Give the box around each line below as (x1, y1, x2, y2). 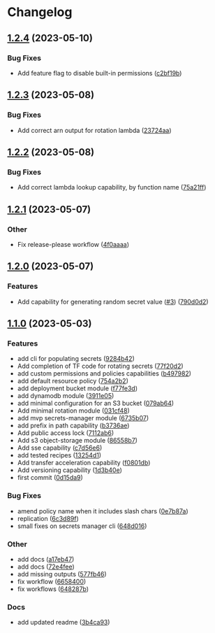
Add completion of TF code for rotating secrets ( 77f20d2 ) (17, 362, 184, 371)
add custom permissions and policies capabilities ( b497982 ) (17, 369, 192, 378)
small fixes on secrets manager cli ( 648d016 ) (17, 522, 147, 530)
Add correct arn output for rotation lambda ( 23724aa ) (17, 126, 172, 134)
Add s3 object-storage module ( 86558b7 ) (17, 436, 138, 445)
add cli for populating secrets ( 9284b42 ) (17, 355, 135, 363)
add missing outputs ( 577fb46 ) (17, 569, 107, 578)
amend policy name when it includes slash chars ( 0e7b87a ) (17, 506, 188, 515)
